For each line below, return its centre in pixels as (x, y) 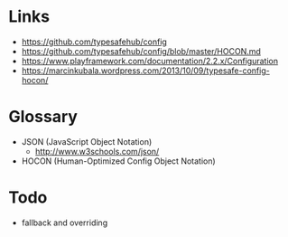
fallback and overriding (65, 223)
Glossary (43, 117)
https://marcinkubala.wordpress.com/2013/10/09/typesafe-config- (145, 71)
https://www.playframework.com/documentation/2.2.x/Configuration (150, 61)
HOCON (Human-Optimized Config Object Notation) (118, 161)
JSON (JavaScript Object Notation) (87, 141)
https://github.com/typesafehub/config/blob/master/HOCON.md (141, 51)
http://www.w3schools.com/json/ (97, 151)
